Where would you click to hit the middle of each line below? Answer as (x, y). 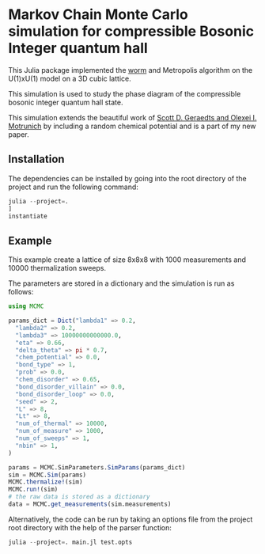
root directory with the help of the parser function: (90, 527)
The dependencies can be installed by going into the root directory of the (127, 178)
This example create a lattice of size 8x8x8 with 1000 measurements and (127, 260)
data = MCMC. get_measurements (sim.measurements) (90, 504)
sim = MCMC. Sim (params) (47, 475)
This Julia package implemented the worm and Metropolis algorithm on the (131, 70)
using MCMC (26, 306)
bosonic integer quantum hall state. (66, 102)
